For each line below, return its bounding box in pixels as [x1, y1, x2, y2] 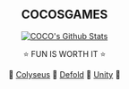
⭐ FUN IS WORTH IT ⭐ [22, 48, 107, 59]
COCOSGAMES [21, 7, 108, 22]
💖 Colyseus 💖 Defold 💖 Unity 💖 [8, 69, 121, 79]
